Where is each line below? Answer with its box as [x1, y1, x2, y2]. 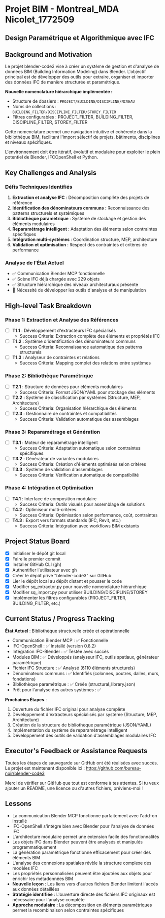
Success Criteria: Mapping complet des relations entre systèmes [19, 360, 151, 366]
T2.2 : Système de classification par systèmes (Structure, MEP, [12, 394, 141, 400]
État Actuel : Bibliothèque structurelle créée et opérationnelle [5, 628, 130, 634]
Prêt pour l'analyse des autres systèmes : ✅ [12, 686, 101, 692]
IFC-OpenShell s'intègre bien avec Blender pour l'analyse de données [12, 823, 154, 829]
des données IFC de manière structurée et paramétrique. [5, 79, 121, 85]
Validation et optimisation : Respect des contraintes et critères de [12, 242, 147, 248]
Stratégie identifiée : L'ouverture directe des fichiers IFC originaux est [12, 891, 155, 897]
